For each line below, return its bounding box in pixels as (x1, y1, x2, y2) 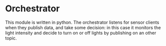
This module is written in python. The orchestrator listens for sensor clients (5, 19, 160, 25)
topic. (5, 35, 17, 41)
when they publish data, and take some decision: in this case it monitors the (5, 24, 161, 30)
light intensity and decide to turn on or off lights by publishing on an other (5, 30, 157, 36)
